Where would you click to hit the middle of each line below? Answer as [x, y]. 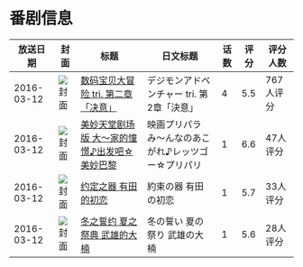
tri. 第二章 [112, 94]
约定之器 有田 [109, 186]
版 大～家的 [105, 138]
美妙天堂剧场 [108, 124]
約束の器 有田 [176, 186]
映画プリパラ [174, 124]
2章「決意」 [173, 107]
